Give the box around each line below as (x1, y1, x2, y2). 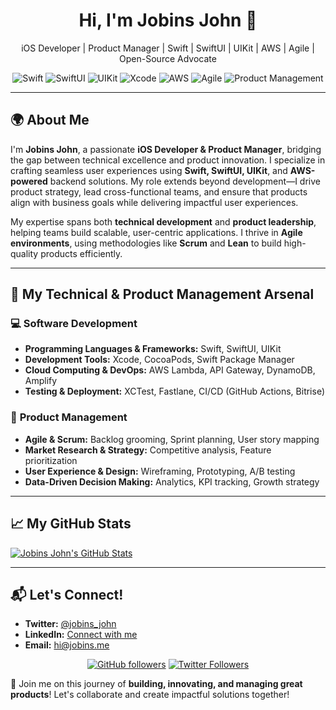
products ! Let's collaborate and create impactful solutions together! (10, 689, 290, 701)
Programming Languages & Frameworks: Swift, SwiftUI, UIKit (24, 343, 282, 355)
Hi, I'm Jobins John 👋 (78, 9, 258, 32)
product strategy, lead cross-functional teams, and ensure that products (10, 185, 308, 198)
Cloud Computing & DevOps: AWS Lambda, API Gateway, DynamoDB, (24, 364, 316, 376)
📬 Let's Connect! (10, 586, 124, 603)
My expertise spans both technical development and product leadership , (10, 215, 317, 228)
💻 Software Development (10, 317, 138, 331)
